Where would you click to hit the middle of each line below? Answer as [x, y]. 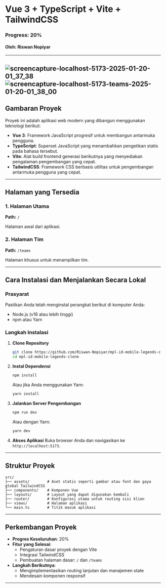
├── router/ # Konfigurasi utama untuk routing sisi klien [75, 499]
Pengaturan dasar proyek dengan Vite [58, 549]
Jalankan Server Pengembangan [47, 403]
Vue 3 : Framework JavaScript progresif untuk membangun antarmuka [84, 135]
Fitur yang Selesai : [32, 544]
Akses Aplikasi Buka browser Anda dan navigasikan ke [68, 440]
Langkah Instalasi [27, 332]
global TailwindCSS [25, 486]
